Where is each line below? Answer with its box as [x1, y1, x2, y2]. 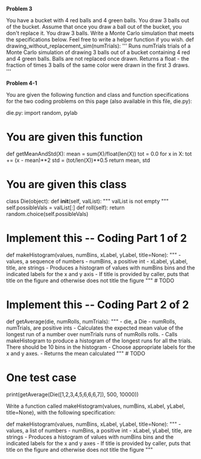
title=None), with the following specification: [6, 408, 116, 416]
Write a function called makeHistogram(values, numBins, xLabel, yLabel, [6, 402, 185, 410]
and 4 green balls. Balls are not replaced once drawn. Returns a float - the [6, 55, 190, 62]
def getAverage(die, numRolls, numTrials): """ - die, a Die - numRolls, [6, 318, 177, 325]
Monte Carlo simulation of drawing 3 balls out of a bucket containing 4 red [6, 49, 190, 56]
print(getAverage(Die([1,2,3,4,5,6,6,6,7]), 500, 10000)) [6, 390, 139, 398]
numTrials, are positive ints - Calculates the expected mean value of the [6, 324, 184, 331]
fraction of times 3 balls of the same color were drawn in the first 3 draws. [6, 61, 190, 69]
